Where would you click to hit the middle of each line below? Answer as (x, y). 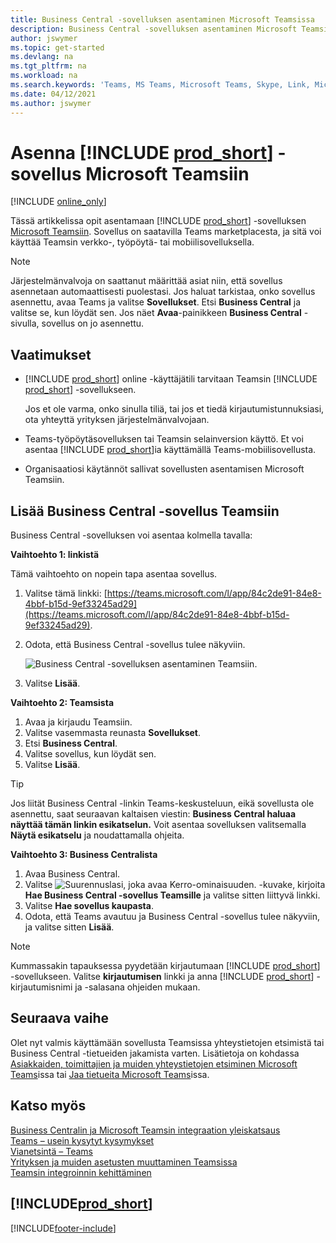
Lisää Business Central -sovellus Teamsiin (145, 511)
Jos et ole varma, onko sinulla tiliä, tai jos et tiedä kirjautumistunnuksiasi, (174, 409)
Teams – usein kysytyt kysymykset (82, 1140)
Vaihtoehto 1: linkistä (55, 555)
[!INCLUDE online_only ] (58, 202)
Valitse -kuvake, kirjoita (175, 885)
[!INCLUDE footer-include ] (63, 1228)
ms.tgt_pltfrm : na (48, 66)
